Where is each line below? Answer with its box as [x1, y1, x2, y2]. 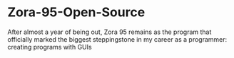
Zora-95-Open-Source [7, 4, 146, 21]
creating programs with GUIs [7, 42, 92, 51]
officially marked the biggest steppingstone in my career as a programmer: [7, 35, 228, 43]
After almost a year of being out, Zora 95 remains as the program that [7, 28, 212, 36]
